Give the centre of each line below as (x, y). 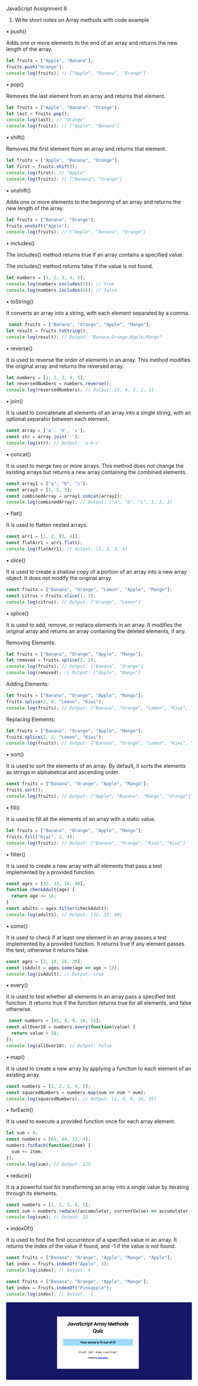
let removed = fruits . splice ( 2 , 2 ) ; (51, 660)
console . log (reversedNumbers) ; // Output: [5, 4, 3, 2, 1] (80, 390)
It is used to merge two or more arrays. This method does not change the (95, 465)
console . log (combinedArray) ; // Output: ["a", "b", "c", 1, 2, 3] (89, 502)
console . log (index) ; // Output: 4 (49, 1270)
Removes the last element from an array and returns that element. (86, 96)
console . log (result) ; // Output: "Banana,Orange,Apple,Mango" (84, 337)
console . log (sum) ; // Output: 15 (47, 1217)
